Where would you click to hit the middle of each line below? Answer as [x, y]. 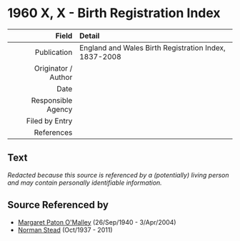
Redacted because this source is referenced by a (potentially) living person [119, 175]
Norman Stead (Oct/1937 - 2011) [65, 230]
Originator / [53, 68]
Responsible [52, 100]
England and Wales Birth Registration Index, [153, 48]
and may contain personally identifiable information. [85, 183]
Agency [59, 109]
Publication [54, 52]
